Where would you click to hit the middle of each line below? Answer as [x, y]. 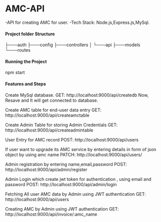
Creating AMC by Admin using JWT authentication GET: [62, 209]
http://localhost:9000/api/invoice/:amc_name [51, 214]
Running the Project [26, 61]
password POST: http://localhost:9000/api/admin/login [61, 184]
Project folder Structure [30, 34]
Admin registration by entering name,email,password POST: [66, 164]
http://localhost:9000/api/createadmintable [49, 130]
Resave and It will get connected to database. [52, 100]
